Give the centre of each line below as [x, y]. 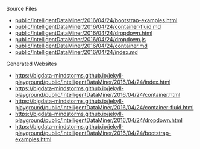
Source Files [22, 9]
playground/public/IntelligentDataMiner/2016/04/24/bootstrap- [93, 133]
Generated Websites [32, 64]
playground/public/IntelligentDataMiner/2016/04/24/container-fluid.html [104, 107]
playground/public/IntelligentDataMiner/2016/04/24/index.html [93, 82]
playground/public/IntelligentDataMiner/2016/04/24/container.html [98, 95]
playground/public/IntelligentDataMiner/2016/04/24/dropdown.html [98, 120]
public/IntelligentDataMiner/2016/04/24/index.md [76, 52]
